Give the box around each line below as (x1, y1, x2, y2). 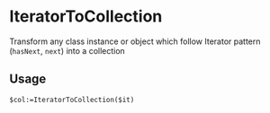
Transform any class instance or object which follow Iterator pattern (9, 36, 261, 47)
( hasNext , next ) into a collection (9, 45, 126, 56)
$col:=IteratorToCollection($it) (9, 95, 135, 104)
